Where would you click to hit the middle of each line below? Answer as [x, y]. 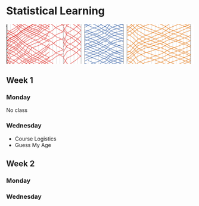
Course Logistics [35, 139]
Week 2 [21, 164]
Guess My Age [33, 145]
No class [17, 110]
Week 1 [20, 81]
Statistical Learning [56, 11]
